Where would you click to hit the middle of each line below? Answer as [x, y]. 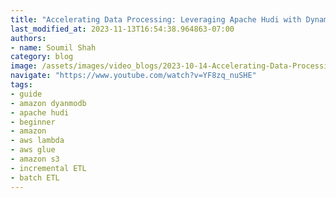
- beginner [33, 122]
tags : [21, 85]
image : [24, 66]
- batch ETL [35, 177]
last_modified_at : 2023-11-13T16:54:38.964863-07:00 [122, 29]
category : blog [42, 57]
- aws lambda [37, 141]
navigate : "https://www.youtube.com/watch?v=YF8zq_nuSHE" [133, 76]
